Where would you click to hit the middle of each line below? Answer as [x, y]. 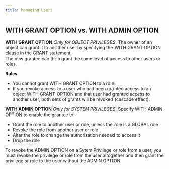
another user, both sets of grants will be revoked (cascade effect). [81, 99]
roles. [11, 64]
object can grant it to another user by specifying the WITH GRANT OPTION [83, 48]
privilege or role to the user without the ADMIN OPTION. [64, 161]
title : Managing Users [29, 10]
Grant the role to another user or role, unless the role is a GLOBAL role [85, 125]
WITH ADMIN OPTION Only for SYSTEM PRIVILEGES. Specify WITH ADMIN [84, 109]
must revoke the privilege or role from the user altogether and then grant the [84, 156]
